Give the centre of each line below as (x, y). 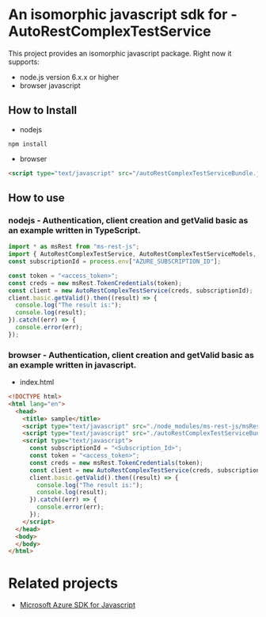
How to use (36, 198)
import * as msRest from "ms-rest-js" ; (74, 247)
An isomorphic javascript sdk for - (123, 15)
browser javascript (50, 86)
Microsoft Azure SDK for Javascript (78, 605)
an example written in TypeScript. (74, 230)
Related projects (63, 583)
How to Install (43, 110)
